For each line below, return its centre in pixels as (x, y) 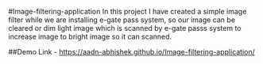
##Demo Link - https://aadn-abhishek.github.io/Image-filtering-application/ (132, 52)
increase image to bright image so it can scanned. (90, 36)
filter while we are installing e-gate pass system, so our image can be (122, 20)
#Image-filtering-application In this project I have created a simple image (128, 11)
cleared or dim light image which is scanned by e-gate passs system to (125, 28)
